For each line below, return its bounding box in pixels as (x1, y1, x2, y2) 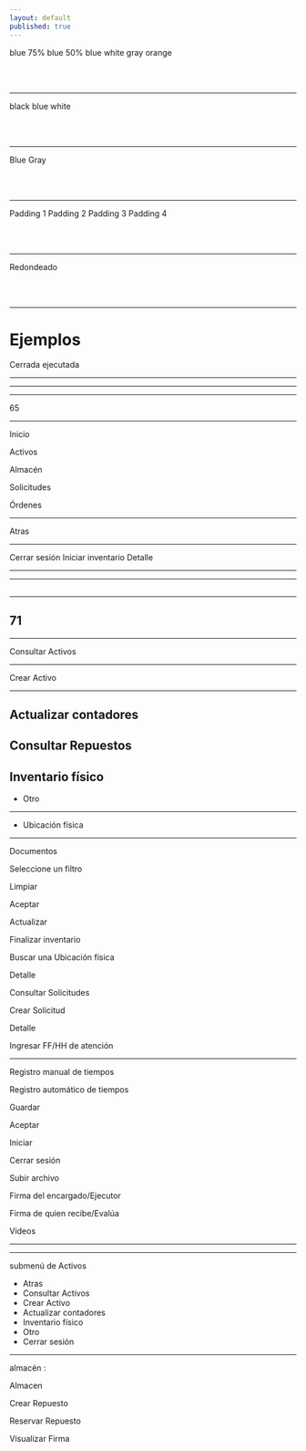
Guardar (9, 1101, 41, 1113)
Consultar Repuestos (9, 738, 132, 754)
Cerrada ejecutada (9, 360, 80, 371)
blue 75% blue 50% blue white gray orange (9, 47, 173, 57)
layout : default (9, 13, 71, 23)
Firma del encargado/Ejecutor (9, 1190, 121, 1201)
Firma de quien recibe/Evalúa (9, 1208, 120, 1219)
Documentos (9, 846, 57, 857)
